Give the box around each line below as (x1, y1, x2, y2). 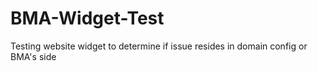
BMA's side (10, 50, 57, 62)
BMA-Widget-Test (10, 7, 165, 30)
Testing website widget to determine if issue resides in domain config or (10, 40, 308, 52)
